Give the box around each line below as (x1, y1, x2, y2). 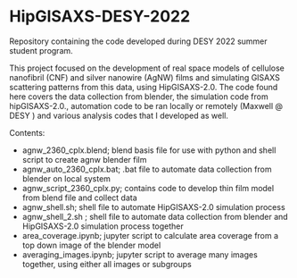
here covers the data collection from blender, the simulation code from (9, 91, 269, 102)
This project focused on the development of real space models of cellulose (9, 63, 285, 73)
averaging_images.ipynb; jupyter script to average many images (21, 249, 259, 260)
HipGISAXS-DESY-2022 (9, 6, 191, 27)
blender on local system (21, 173, 111, 184)
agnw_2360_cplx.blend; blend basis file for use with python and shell (21, 145, 276, 156)
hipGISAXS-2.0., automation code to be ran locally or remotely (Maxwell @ (9, 100, 284, 111)
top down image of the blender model (21, 240, 161, 250)
